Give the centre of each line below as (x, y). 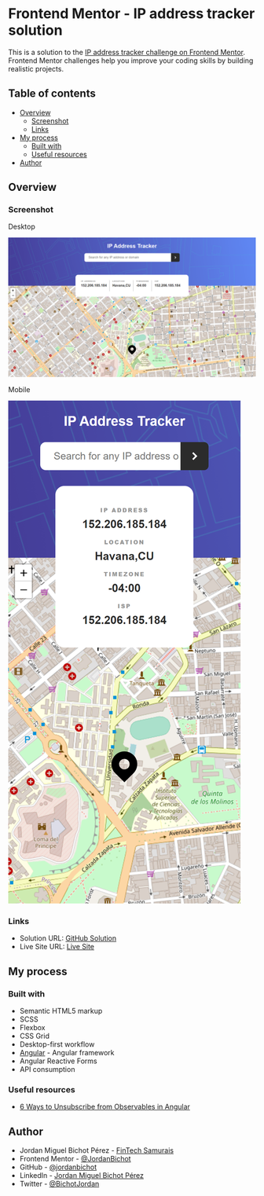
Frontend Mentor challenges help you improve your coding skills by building (131, 61)
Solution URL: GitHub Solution (68, 938)
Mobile (19, 389)
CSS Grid (34, 1036)
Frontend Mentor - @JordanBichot (75, 1159)
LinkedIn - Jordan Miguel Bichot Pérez (81, 1176)
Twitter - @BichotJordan (59, 1184)
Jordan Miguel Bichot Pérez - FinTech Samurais (97, 1150)
